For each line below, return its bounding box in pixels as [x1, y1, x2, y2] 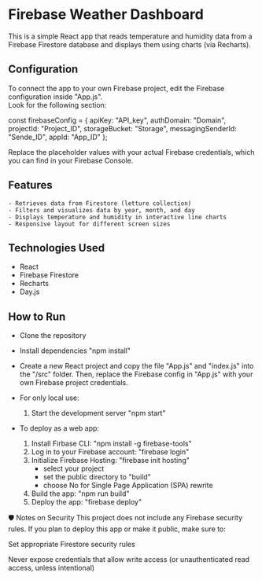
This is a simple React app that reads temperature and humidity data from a [8, 31, 253, 41]
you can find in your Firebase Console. [8, 156, 134, 165]
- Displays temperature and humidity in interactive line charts [8, 213, 227, 221]
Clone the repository [19, 331, 87, 340]
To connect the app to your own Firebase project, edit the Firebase [8, 83, 225, 93]
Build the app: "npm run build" [31, 489, 130, 498]
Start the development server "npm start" [31, 409, 166, 418]
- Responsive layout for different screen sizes [8, 220, 171, 228]
